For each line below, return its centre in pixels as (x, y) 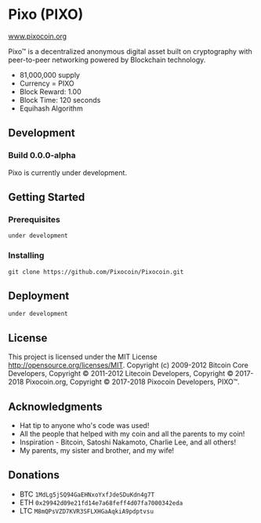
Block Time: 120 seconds (60, 100)
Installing (26, 255)
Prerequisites (34, 219)
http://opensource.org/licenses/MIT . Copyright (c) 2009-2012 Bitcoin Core (129, 365)
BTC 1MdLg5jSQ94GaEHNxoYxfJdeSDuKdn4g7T (87, 494)
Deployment (39, 296)
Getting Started (47, 197)
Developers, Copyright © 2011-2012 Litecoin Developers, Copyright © (121, 374)
